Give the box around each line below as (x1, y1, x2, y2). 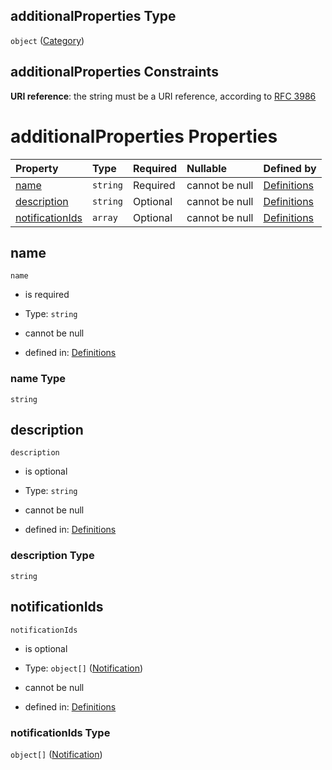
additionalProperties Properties (10, 125, 278, 148)
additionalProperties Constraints (10, 64, 219, 81)
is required (24, 289, 70, 301)
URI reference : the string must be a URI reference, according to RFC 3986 (10, 90, 317, 102)
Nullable (186, 161, 228, 175)
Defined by (263, 161, 317, 175)
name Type (10, 372, 67, 386)
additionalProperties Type (10, 8, 177, 25)
